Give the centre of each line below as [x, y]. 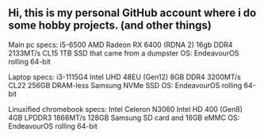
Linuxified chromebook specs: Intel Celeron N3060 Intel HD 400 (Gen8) [126, 109]
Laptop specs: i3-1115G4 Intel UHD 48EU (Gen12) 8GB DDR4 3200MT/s [125, 77]
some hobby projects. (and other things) [110, 26]
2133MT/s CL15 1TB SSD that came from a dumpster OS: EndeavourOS [124, 53]
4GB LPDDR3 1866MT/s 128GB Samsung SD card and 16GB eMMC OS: [124, 118]
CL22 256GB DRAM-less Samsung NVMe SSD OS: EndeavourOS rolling [125, 85]
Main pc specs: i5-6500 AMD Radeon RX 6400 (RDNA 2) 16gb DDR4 [121, 44]
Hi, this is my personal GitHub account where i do [132, 13]
